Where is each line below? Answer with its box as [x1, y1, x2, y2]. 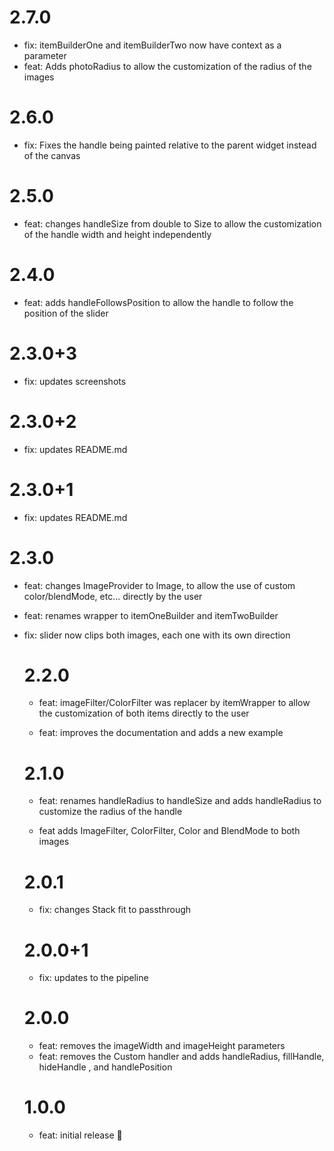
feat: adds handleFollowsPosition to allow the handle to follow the [23, 296, 294, 308]
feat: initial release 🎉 [38, 1129, 123, 1141]
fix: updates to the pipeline [38, 972, 149, 984]
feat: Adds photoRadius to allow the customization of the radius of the [23, 60, 312, 72]
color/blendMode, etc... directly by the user [23, 590, 203, 602]
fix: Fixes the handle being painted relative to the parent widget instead [23, 139, 317, 151]
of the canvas [23, 149, 81, 161]
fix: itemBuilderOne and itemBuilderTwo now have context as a [23, 39, 282, 51]
